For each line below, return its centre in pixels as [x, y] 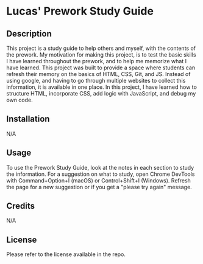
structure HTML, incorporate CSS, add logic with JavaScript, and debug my [101, 93]
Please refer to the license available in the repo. [66, 254]
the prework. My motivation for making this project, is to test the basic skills [101, 55]
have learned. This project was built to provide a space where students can [101, 68]
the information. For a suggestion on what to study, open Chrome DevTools [101, 174]
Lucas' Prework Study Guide [80, 11]
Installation [28, 119]
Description [29, 34]
